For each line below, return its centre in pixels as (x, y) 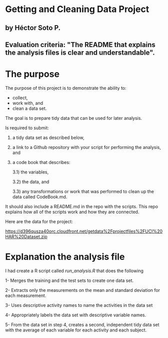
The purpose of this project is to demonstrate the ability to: (66, 88)
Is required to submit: (27, 128)
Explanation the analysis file (65, 257)
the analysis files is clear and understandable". (80, 52)
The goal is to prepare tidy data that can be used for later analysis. (74, 118)
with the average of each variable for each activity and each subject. (76, 330)
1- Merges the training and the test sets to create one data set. (69, 280)
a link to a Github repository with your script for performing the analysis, (86, 147)
